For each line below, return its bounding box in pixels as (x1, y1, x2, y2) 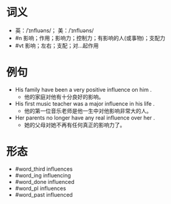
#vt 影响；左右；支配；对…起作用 (15, 42, 99, 49)
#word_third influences (15, 165, 73, 172)
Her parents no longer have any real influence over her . (15, 114, 155, 121)
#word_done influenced (15, 178, 75, 185)
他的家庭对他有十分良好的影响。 (24, 93, 104, 100)
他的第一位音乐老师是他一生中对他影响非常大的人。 (24, 107, 152, 114)
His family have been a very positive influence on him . (15, 86, 152, 93)
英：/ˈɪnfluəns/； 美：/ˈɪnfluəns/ (15, 27, 94, 34)
